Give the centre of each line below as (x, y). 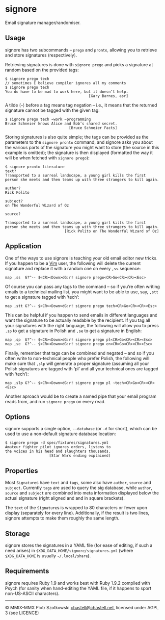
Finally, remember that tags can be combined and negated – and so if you (80, 353)
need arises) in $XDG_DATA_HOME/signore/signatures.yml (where (69, 551)
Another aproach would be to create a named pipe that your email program (81, 396)
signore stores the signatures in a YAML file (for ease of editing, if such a (79, 545)
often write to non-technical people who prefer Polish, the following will (77, 358)
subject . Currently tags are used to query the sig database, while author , (79, 488)
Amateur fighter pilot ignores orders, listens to (58, 447)
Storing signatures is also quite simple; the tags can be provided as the (77, 137)
